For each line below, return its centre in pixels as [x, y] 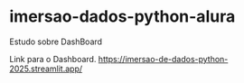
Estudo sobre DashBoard [56, 41]
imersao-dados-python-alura [122, 17]
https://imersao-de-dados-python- [163, 59]
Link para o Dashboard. [53, 59]
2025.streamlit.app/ [46, 69]
